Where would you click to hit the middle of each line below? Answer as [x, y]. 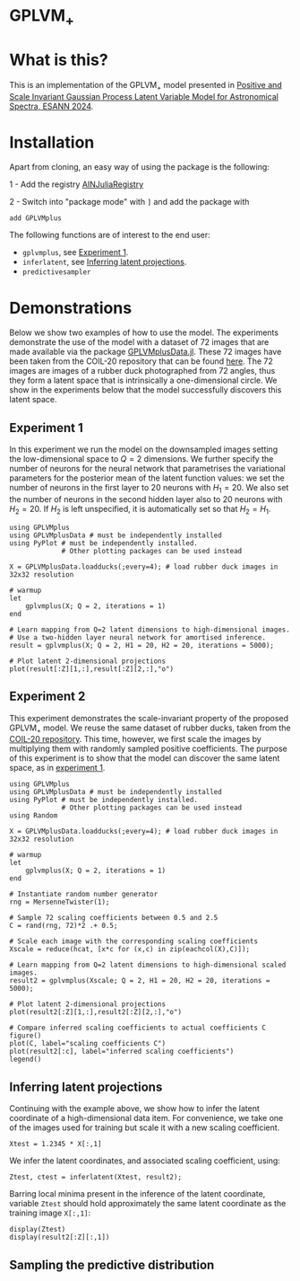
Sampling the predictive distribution [112, 1264]
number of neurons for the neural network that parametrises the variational [148, 469]
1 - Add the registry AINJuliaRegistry [77, 184]
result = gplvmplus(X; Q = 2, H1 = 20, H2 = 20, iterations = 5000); [142, 645]
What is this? [59, 60]
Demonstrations [71, 308]
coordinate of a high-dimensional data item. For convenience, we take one [146, 1118]
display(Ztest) [38, 1230]
